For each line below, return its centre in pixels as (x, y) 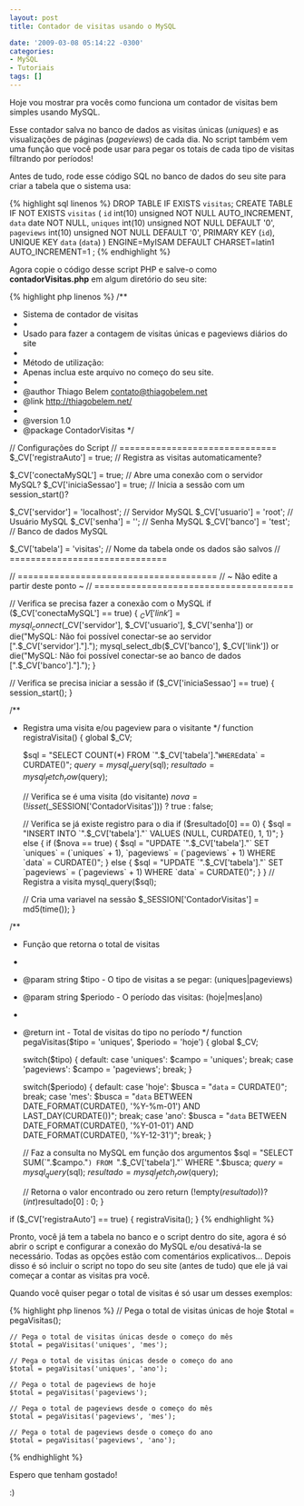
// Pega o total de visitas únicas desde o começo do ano (121, 1361)
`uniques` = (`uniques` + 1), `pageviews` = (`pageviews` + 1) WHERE (149, 853)
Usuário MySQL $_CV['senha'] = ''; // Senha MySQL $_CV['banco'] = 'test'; (150, 521)
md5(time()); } (49, 909)
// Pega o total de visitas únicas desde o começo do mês (121, 1337)
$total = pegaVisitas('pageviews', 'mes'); (93, 1416)
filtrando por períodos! (51, 158)
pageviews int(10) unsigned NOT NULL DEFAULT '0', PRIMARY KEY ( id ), (142, 232)
